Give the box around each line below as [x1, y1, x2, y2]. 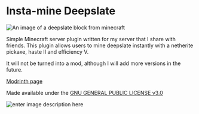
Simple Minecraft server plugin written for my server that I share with [6, 35, 176, 42]
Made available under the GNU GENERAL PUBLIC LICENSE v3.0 [6, 89, 163, 96]
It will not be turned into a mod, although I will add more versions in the [6, 60, 181, 67]
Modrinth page [6, 78, 43, 85]
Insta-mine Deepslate [6, 4, 116, 18]
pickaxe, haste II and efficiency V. [6, 48, 89, 55]
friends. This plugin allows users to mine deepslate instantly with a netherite [6, 42, 194, 49]
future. [6, 66, 23, 73]
